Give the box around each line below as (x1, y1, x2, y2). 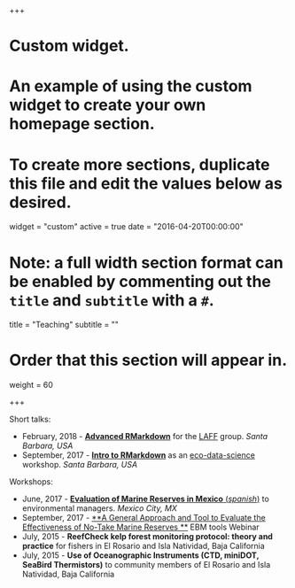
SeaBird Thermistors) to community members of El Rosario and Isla (21, 560, 271, 570)
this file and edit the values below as (9, 174, 283, 193)
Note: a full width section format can (9, 252, 283, 273)
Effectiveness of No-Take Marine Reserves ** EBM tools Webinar (21, 522, 260, 532)
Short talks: (9, 414, 51, 425)
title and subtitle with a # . (9, 290, 214, 310)
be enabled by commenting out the (9, 271, 272, 291)
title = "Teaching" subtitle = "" (9, 320, 120, 330)
